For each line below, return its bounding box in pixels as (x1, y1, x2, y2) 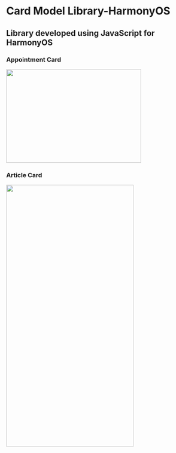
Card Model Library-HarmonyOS (6, 4, 171, 18)
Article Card (6, 171, 43, 179)
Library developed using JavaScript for (6, 28, 155, 38)
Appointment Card (6, 55, 62, 63)
